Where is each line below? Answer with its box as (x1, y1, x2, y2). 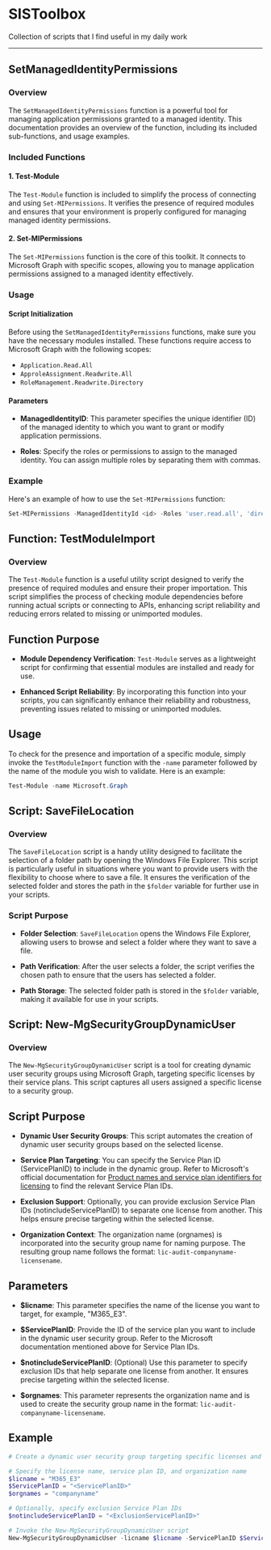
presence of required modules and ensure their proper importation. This (8, 584, 248, 593)
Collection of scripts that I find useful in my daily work (8, 32, 188, 41)
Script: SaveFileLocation (8, 805, 135, 818)
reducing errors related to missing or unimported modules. (8, 609, 203, 619)
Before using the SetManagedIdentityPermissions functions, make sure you (8, 327, 256, 337)
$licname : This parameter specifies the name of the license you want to (19, 1300, 261, 1310)
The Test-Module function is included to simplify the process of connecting (8, 189, 256, 199)
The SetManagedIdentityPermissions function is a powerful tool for (8, 105, 228, 115)
